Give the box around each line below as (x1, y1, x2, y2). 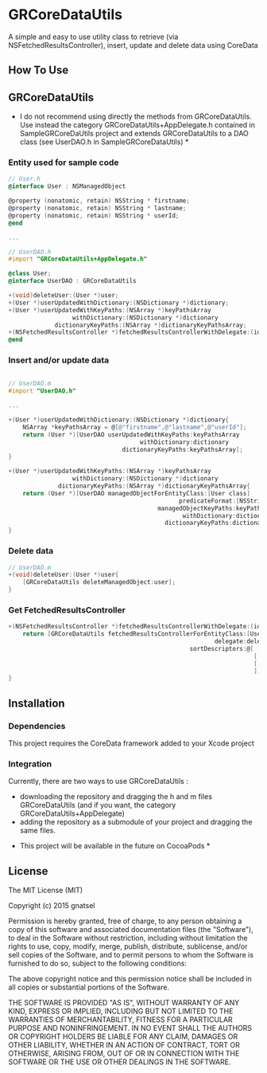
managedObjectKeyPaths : (157, 504, 237, 512)
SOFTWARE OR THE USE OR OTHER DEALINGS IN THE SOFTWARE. (8, 1057, 231, 1067)
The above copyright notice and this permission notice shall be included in (8, 974, 252, 984)
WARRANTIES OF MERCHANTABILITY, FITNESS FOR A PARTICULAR (8, 1015, 233, 1024)
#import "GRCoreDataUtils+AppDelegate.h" (8, 255, 148, 264)
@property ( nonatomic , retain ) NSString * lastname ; (8, 205, 187, 213)
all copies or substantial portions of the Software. (8, 982, 169, 993)
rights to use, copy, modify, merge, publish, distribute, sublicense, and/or (8, 942, 248, 951)
